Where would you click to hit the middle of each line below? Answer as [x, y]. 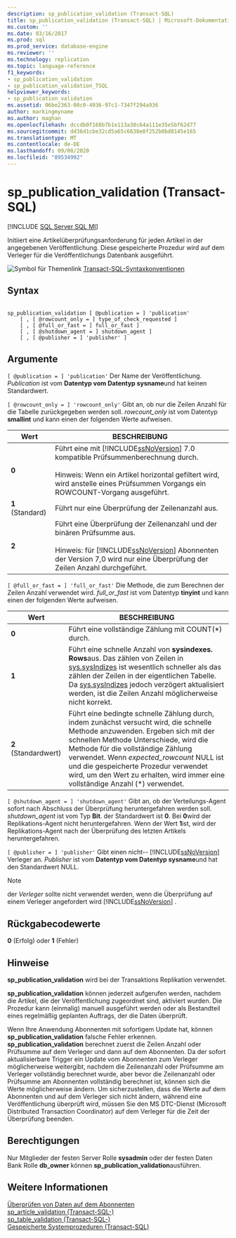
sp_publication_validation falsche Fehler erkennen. [82, 1037]
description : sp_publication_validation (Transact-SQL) [91, 14]
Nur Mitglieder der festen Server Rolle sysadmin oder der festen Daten [110, 1158]
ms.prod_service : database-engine [58, 46]
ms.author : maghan [34, 118]
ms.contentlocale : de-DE [44, 145]
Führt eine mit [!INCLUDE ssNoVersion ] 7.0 [125, 449]
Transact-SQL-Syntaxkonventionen [134, 268]
